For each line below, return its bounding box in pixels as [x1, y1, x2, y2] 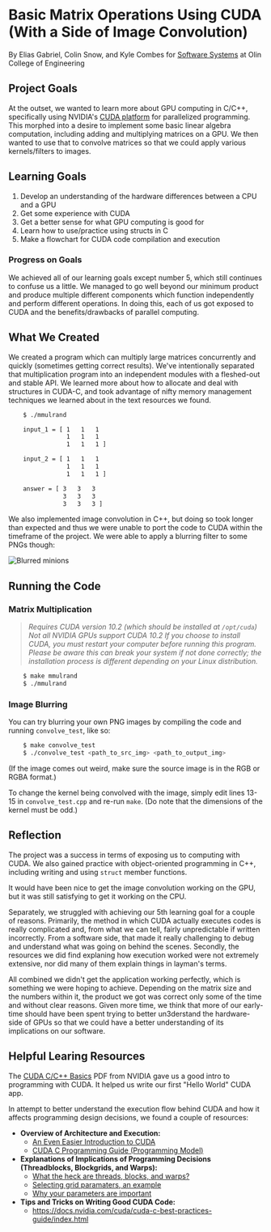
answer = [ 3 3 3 [23, 484, 95, 493]
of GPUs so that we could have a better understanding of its [23, 1017, 224, 1027]
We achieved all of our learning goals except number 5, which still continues [8, 273, 263, 283]
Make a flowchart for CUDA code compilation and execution [19, 234, 221, 244]
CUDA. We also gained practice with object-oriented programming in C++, [8, 858, 256, 868]
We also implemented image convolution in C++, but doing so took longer [8, 514, 254, 524]
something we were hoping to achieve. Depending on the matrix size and [8, 983, 252, 992]
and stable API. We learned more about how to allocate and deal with [8, 378, 239, 388]
